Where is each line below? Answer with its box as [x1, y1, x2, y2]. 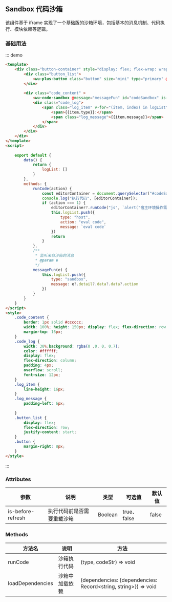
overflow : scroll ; [24, 368, 63, 373]
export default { [14, 153, 52, 158]
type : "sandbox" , [51, 277, 88, 282]
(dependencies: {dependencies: [80, 577, 158, 584]
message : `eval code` [60, 224, 106, 230]
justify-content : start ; [24, 429, 77, 435]
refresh [8, 514, 26, 521]
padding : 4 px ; [24, 363, 54, 368]
